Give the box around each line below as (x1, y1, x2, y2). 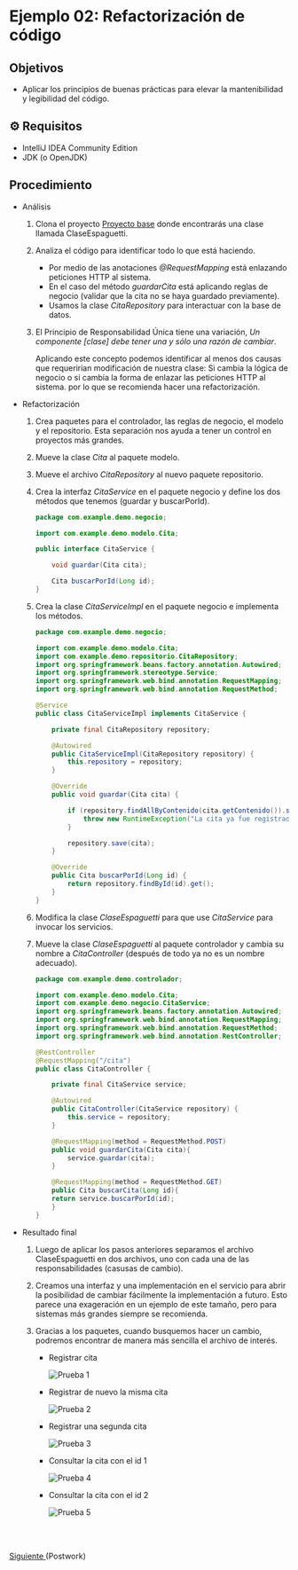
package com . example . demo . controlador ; (35, 974, 184, 984)
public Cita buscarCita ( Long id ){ (51, 1186, 179, 1195)
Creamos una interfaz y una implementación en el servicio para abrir (35, 1280, 286, 1291)
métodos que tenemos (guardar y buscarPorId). (35, 495, 210, 506)
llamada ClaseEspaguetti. (35, 228, 129, 239)
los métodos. (35, 610, 83, 621)
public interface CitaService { (35, 545, 155, 553)
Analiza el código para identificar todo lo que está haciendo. (35, 245, 255, 255)
